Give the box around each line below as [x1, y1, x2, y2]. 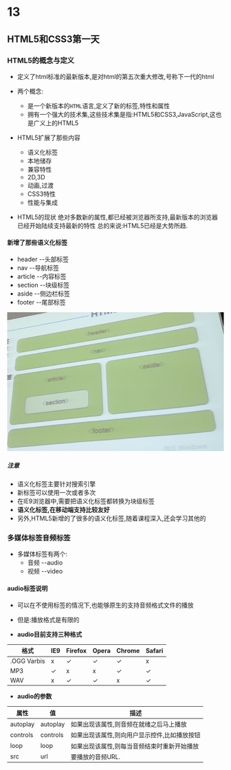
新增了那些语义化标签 [7, 239, 67, 247]
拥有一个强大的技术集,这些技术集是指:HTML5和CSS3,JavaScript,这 [27, 110, 216, 118]
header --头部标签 [16, 255, 69, 263]
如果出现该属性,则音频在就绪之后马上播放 [70, 720, 187, 729]
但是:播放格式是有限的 [16, 615, 80, 624]
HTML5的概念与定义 [7, 56, 74, 65]
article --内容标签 [16, 272, 67, 280]
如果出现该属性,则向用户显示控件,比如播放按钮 [70, 731, 201, 739]
